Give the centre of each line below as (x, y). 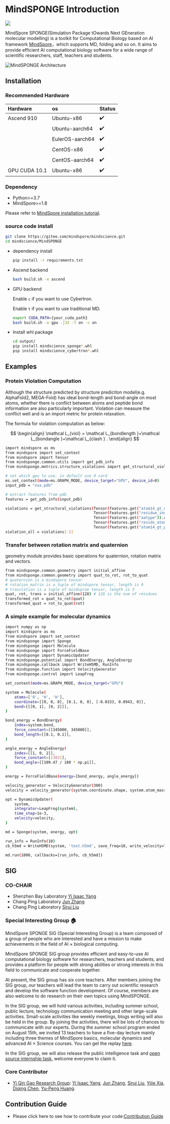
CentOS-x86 (68, 149)
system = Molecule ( (26, 692)
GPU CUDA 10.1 (27, 171)
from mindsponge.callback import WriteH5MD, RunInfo (62, 665)
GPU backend (27, 289)
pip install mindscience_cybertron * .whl (56, 351)
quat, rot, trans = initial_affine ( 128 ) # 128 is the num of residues (81, 594)
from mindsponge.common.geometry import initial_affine (65, 571)
